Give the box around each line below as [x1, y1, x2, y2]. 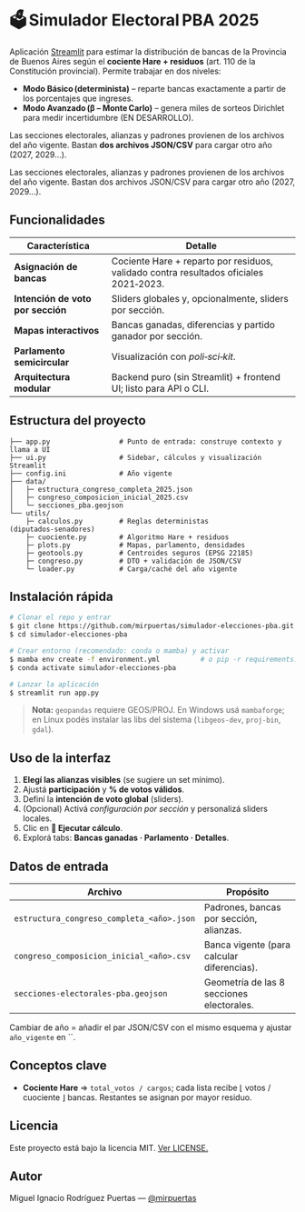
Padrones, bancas [203, 901, 281, 913]
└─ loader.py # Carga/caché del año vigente [25, 564, 238, 574]
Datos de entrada [9, 858, 109, 874]
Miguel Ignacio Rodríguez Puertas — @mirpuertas [9, 1193, 197, 1204]
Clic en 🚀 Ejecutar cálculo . [22, 823, 123, 834]
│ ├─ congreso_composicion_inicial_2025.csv [9, 493, 189, 502]
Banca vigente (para [203, 938, 291, 951]
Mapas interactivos [14, 324, 100, 336]
